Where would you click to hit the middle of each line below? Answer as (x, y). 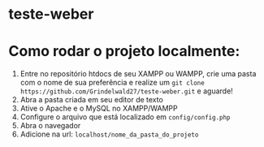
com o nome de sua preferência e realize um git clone (112, 83)
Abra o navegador (50, 126)
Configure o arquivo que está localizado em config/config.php (125, 117)
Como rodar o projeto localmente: (124, 52)
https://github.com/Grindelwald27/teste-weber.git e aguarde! (126, 91)
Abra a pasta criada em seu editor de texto (92, 100)
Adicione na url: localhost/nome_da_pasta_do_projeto (109, 134)
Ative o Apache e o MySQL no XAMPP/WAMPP (99, 108)
